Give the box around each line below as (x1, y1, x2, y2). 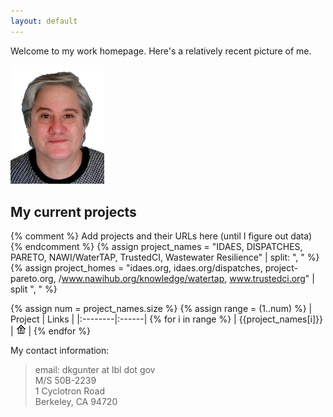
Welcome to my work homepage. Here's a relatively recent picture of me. (10, 45, 312, 57)
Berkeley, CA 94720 (34, 396, 118, 408)
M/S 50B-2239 (34, 375, 97, 387)
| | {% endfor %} (10, 325, 91, 337)
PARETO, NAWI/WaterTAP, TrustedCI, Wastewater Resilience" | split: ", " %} (10, 251, 320, 264)
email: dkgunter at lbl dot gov (34, 364, 156, 376)
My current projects (10, 203, 137, 220)
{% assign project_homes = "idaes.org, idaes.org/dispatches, (10, 262, 263, 274)
